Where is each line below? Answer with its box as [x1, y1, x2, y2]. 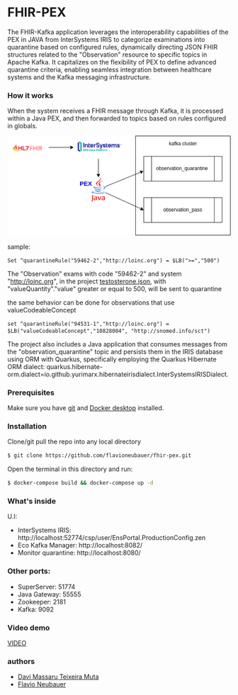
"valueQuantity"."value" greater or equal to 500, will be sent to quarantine [7, 284, 222, 293]
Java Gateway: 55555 [17, 589, 81, 599]
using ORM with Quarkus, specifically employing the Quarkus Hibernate [7, 355, 217, 363]
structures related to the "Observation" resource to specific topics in [7, 50, 208, 59]
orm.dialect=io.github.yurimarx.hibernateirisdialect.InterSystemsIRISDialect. [7, 370, 229, 378]
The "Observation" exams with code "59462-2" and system [7, 269, 182, 278]
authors [7, 656, 35, 666]
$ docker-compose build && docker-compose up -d [7, 480, 154, 487]
